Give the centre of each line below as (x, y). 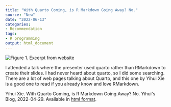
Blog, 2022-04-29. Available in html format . (51, 99)
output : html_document (29, 43)
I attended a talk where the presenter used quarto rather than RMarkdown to (86, 67)
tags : (11, 34)
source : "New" (20, 15)
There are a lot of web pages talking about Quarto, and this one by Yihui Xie (85, 78)
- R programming (22, 39)
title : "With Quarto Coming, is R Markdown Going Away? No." (72, 10)
